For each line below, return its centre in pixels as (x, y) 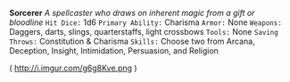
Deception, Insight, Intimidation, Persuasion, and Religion (114, 51)
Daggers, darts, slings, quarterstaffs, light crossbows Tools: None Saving (144, 32)
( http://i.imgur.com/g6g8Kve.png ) (73, 68)
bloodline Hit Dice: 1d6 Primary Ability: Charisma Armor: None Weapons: (146, 22)
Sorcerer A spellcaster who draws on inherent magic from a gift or (132, 13)
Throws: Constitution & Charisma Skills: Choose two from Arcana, (133, 41)
